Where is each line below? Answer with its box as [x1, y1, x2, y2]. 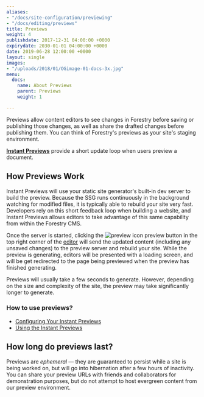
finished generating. [6, 264, 57, 271]
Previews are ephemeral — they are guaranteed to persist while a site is [6, 357, 186, 365]
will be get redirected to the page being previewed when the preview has [6, 257, 190, 265]
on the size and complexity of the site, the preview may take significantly [6, 282, 189, 289]
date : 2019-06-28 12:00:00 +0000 [6, 49, 91, 55]
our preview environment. [6, 384, 71, 391]
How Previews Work [6, 171, 85, 181]
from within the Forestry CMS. [6, 220, 82, 227]
